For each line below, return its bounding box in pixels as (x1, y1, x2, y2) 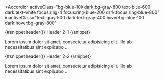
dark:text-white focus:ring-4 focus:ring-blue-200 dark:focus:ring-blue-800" (5, 9, 160, 15)
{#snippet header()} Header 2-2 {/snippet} (5, 53, 91, 59)
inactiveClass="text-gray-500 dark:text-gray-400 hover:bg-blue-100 (5, 15, 145, 20)
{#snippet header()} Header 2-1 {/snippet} (5, 29, 91, 35)
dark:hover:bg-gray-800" (5, 20, 56, 26)
